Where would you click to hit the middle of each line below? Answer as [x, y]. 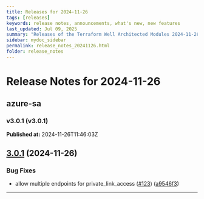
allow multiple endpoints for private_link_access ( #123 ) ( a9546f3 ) [97, 184]
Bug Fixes [21, 170]
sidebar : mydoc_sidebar [36, 40]
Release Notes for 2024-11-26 [83, 81]
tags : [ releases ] [28, 18]
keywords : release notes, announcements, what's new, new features [93, 23]
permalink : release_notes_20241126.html [58, 46]
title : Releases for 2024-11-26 [47, 12]
